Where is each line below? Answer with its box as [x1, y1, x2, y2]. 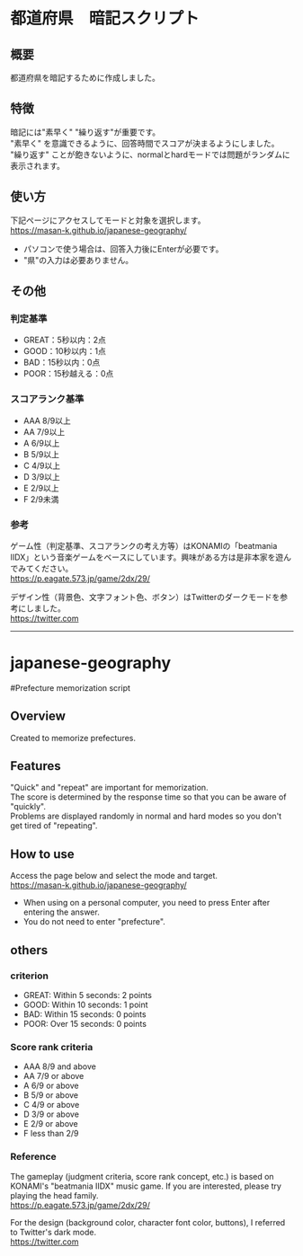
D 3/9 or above [22, 1109, 80, 1119]
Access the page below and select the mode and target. [10, 871, 218, 881]
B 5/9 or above [22, 1090, 79, 1101]
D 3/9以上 [22, 471, 61, 482]
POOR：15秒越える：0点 [22, 368, 114, 379]
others [10, 942, 49, 958]
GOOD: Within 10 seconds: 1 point [22, 999, 148, 1010]
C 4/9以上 [22, 460, 61, 471]
